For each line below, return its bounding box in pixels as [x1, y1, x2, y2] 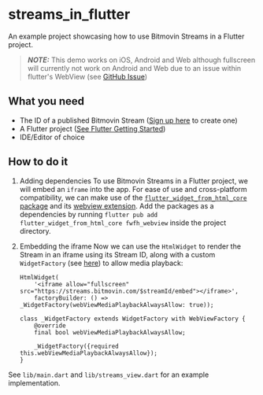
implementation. [8, 378, 61, 387]
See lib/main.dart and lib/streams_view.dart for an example [8, 370, 209, 379]
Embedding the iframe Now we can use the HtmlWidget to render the [19, 242, 242, 251]
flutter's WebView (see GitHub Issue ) [27, 72, 148, 81]
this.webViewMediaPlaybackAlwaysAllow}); [19, 349, 157, 357]
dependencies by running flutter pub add [19, 209, 158, 219]
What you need [8, 94, 85, 108]
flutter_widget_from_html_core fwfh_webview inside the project [19, 218, 227, 227]
